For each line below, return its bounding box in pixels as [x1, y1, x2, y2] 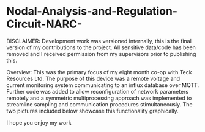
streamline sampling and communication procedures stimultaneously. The [6, 100, 193, 108]
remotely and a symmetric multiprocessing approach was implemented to [6, 94, 192, 102]
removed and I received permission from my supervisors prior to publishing [6, 50, 196, 57]
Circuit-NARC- [6, 17, 83, 31]
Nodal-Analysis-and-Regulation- [6, 4, 178, 18]
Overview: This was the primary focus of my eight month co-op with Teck [6, 68, 192, 75]
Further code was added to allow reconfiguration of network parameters [6, 88, 188, 95]
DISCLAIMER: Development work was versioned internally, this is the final [6, 37, 192, 44]
